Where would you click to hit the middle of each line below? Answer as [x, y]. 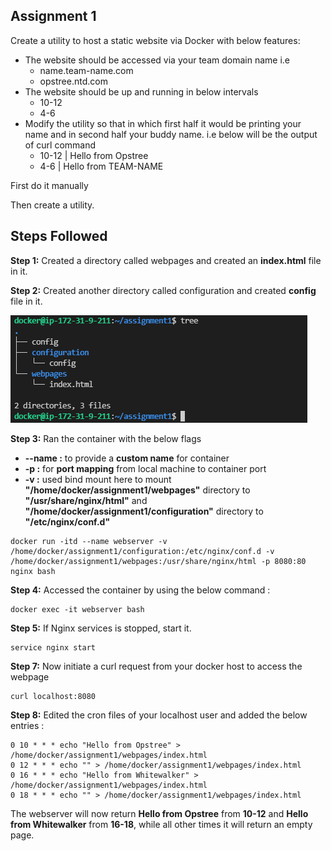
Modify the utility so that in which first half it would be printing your [163, 123]
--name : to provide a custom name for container [127, 458]
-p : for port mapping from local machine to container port [145, 468]
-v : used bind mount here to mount [98, 479]
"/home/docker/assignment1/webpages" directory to [137, 490]
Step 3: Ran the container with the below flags [106, 438]
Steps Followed [59, 236]
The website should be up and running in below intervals [141, 91]
